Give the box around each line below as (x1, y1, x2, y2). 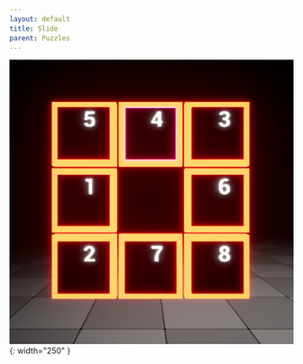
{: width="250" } (9, 345, 71, 356)
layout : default (9, 14, 70, 23)
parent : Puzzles (9, 33, 70, 42)
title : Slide (9, 23, 59, 33)
